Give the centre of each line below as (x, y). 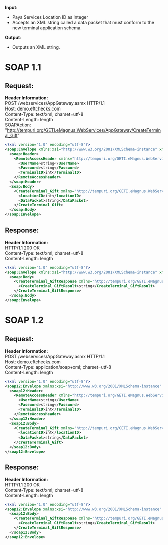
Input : (11, 7)
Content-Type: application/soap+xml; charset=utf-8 (58, 367)
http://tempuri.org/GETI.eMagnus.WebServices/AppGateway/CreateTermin (84, 130)
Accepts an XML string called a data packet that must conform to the (83, 22)
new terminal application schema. (47, 28)
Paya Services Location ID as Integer (50, 17)
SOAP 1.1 (23, 68)
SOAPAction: (18, 125)
